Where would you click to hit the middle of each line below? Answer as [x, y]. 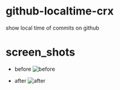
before [23, 69]
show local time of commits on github [52, 28]
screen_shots [41, 52]
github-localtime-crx [60, 11]
